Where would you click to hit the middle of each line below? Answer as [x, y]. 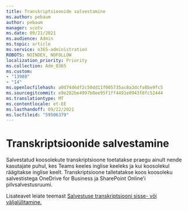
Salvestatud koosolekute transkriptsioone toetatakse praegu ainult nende [94, 160]
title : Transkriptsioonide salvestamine [56, 11]
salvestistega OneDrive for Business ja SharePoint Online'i [76, 178]
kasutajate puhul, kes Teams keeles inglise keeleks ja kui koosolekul [88, 166]
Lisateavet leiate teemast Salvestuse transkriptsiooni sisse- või [81, 196]
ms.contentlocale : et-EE [36, 104]
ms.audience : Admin [30, 39]
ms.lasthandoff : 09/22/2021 [40, 109]
